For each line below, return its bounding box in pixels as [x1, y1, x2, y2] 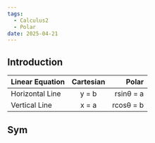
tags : [7, 10, 23, 18]
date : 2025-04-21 [7, 30, 58, 37]
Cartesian [71, 77, 106, 87]
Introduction [7, 56, 63, 68]
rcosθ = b [111, 100, 144, 110]
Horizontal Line [11, 89, 61, 99]
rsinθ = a [114, 89, 144, 99]
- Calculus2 [13, 17, 49, 24]
